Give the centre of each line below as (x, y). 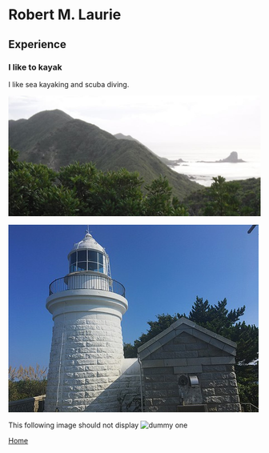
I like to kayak (35, 67)
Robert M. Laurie (65, 15)
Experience (37, 44)
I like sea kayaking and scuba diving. (69, 84)
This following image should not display (74, 425)
